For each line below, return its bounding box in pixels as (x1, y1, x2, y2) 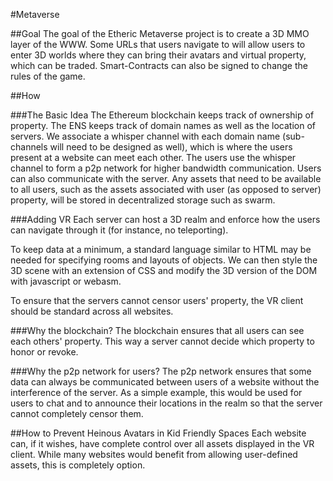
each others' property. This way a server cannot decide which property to (10, 335, 315, 347)
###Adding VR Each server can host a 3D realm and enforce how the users (10, 214, 321, 225)
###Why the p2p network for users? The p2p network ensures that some (10, 365, 312, 377)
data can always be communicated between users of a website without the (10, 376, 320, 388)
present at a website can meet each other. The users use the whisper (10, 152, 297, 163)
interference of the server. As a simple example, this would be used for (10, 387, 303, 398)
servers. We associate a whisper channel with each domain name (10, 130, 281, 142)
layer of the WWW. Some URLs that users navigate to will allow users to (10, 39, 306, 50)
